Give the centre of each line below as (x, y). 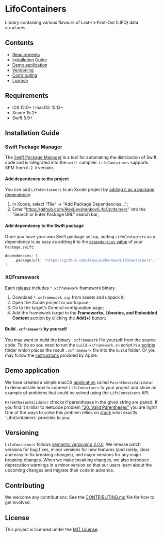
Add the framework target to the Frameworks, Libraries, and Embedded (85, 312)
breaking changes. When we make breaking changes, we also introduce (77, 460)
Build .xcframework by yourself (36, 329)
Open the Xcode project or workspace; (51, 302)
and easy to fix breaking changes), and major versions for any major (73, 455)
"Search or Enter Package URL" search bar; (56, 214)
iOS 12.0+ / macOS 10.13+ (38, 107)
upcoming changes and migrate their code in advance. (60, 470)
